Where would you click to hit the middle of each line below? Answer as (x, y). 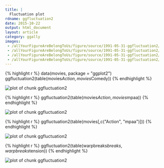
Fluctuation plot (27, 14)
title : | (14, 10)
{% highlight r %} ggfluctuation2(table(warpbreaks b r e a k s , (64, 146)
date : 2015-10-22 (23, 23)
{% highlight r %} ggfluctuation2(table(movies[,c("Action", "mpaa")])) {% (79, 122)
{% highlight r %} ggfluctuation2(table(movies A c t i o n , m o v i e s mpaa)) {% (77, 98)
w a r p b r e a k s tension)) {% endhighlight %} (46, 151)
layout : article (21, 32)
